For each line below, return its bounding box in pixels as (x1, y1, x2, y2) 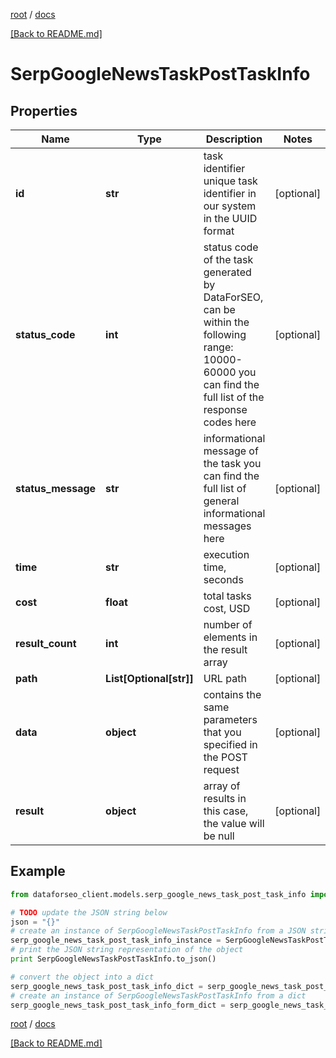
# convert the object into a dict (10, 972, 155, 982)
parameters (203, 713, 258, 726)
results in (203, 792, 247, 805)
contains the (203, 688, 262, 701)
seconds (203, 573, 244, 586)
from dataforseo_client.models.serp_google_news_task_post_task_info (10, 889, 307, 899)
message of (203, 444, 259, 458)
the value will (203, 817, 265, 830)
